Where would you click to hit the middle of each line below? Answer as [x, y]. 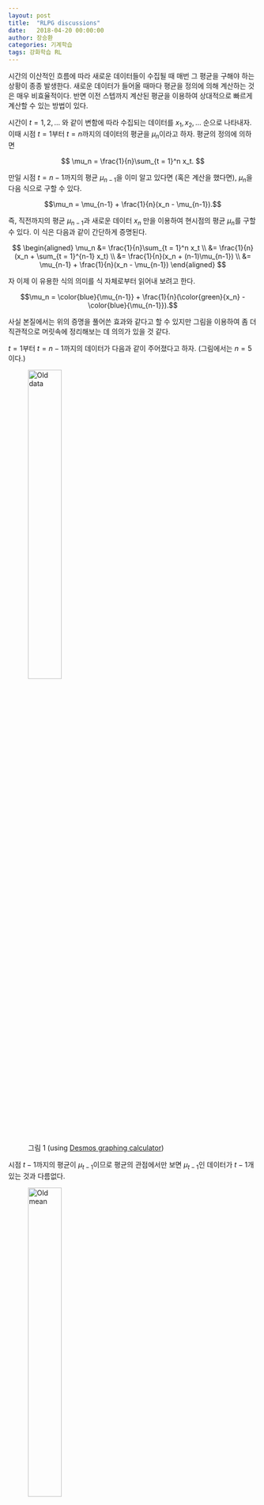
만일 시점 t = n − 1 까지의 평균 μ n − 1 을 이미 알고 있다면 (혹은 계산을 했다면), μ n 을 [130, 178]
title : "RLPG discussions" [55, 23]
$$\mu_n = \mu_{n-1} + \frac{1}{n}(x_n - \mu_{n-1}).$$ [133, 204]
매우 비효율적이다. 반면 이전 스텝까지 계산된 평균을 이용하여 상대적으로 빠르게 [134, 95]
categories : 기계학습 [40, 45]
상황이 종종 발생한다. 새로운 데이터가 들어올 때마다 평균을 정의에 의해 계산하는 [127, 86]
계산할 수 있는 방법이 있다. [48, 105]
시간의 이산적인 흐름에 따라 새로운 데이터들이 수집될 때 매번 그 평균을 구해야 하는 [132, 76]
